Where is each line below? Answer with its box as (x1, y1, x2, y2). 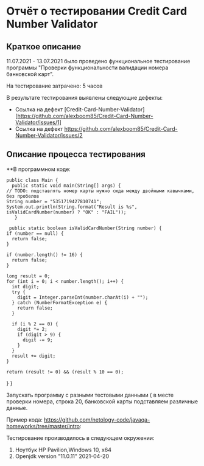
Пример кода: (6, 416, 43, 423)
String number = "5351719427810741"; (6, 198, 102, 204)
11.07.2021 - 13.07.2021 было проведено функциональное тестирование (6, 58, 191, 64)
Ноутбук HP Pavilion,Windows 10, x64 (15, 446, 111, 453)
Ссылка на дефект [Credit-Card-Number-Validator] (15, 106, 145, 113)
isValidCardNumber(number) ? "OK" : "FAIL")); (6, 209, 127, 215)
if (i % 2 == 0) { (12, 321, 59, 327)
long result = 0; (6, 273, 51, 279)
